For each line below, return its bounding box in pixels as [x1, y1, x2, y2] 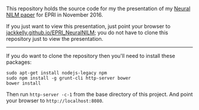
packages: [6, 59, 32, 66]
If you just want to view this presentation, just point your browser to [6, 23, 171, 30]
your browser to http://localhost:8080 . [6, 97, 104, 104]
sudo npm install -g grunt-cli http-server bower [6, 75, 131, 81]
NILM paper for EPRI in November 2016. [6, 11, 104, 18]
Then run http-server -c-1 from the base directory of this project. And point [6, 91, 193, 98]
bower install [6, 80, 41, 86]
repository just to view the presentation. [6, 35, 104, 42]
